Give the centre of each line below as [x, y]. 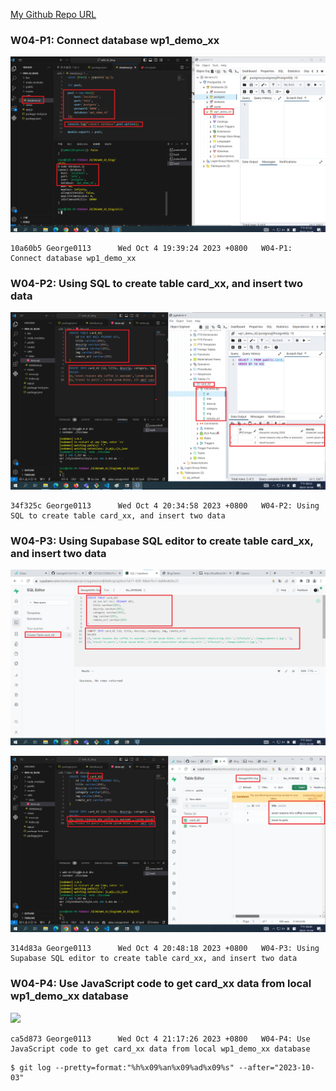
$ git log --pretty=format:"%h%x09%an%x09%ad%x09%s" [122, 1067]
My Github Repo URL [53, 14]
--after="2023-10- [276, 1067]
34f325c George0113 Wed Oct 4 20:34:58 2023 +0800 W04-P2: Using [165, 505]
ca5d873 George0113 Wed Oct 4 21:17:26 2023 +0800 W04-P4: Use [160, 1039]
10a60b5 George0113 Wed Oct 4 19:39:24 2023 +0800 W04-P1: [151, 248]
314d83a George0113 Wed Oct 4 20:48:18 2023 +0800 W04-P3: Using [165, 949]
